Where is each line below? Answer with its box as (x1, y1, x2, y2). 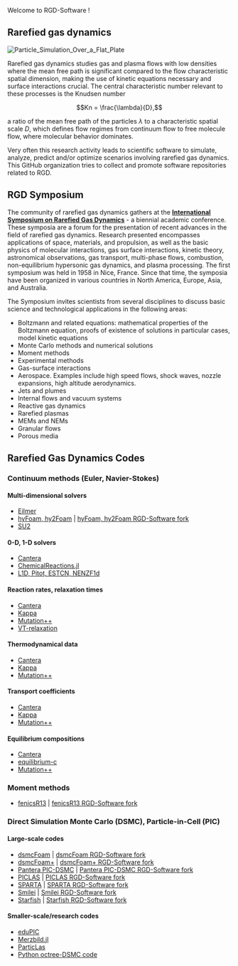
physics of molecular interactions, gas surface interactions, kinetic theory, (7, 245, 225, 254)
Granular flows (17, 424, 61, 433)
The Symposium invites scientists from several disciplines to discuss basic (7, 297, 226, 305)
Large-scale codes (7, 834, 64, 842)
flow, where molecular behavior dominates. (7, 131, 134, 141)
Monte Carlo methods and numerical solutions (17, 341, 153, 349)
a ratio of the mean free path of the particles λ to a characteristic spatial (7, 116, 219, 125)
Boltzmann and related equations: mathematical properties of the (17, 318, 208, 327)
